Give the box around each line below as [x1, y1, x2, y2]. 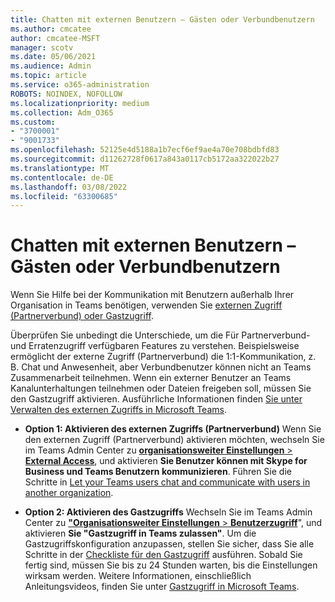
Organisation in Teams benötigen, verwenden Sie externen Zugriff [10, 299, 283, 311]
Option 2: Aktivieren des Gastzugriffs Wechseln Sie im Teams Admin [24, 506, 313, 518]
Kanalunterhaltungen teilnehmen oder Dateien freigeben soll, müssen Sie [10, 382, 312, 395]
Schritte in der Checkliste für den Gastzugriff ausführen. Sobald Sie [24, 549, 303, 561]
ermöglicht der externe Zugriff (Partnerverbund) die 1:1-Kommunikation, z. [10, 351, 317, 363]
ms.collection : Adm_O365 [10, 107, 114, 118]
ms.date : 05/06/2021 [10, 52, 97, 62]
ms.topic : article [10, 71, 87, 81]
